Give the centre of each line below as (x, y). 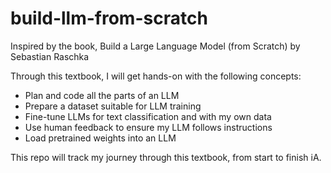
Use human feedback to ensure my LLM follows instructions (148, 127)
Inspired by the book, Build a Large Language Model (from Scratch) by (155, 46)
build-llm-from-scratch (109, 18)
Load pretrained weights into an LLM (100, 138)
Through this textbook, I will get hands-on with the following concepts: (156, 76)
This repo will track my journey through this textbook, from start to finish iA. (166, 157)
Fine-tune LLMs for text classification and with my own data (148, 116)
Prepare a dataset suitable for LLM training (113, 106)
